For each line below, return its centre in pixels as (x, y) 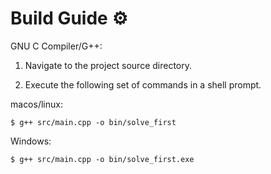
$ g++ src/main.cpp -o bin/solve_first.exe (102, 159)
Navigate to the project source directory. (108, 65)
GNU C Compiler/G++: (56, 46)
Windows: (31, 141)
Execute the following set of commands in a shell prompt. (143, 84)
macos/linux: (36, 104)
